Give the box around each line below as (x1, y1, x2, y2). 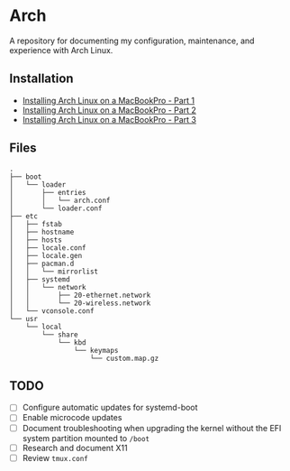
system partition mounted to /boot (22, 432, 150, 443)
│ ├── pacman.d (9, 259, 75, 268)
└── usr (9, 314, 39, 323)
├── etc (9, 211, 39, 221)
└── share (41, 330, 78, 339)
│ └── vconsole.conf (9, 306, 95, 316)
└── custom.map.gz (89, 354, 159, 363)
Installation (9, 71, 74, 87)
